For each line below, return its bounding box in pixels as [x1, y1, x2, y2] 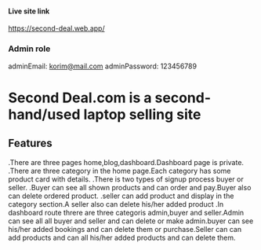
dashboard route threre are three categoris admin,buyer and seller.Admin [8, 208, 245, 217]
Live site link [8, 6, 50, 16]
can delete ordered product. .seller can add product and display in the [8, 191, 234, 200]
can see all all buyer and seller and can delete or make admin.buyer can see [8, 216, 254, 226]
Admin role [8, 43, 51, 54]
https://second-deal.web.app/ [8, 24, 105, 33]
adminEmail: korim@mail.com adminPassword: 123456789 [8, 61, 198, 71]
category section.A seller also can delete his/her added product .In [8, 199, 224, 208]
